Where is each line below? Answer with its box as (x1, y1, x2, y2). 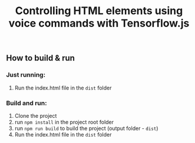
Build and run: (6, 99, 47, 107)
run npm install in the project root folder (14, 118, 114, 125)
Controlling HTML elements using (15, 4, 183, 18)
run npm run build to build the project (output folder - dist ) (14, 125, 158, 132)
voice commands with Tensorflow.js (8, 16, 190, 30)
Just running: (6, 71, 46, 79)
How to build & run (6, 53, 75, 63)
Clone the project (14, 112, 57, 119)
